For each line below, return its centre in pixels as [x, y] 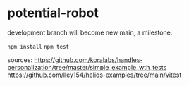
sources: [20, 60]
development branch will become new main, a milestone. [90, 32]
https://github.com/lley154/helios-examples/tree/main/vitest [94, 75]
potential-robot [53, 13]
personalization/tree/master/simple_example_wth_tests [87, 67]
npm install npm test [38, 47]
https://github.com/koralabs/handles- [89, 60]
